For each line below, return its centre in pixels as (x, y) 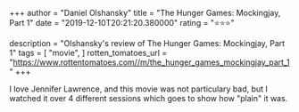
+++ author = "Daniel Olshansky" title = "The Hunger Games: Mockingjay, (145, 13)
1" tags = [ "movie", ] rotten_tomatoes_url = (88, 53)
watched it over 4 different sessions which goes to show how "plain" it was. (149, 98)
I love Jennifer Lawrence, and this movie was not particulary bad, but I (138, 89)
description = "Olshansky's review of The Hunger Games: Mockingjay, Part (147, 43)
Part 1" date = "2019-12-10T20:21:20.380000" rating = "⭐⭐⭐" (122, 23)
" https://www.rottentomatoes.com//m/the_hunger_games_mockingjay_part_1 (149, 62)
